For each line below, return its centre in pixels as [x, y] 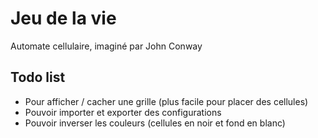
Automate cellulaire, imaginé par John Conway [106, 46]
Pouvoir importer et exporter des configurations [123, 112]
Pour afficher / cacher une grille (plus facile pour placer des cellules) [166, 101]
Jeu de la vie [63, 18]
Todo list [38, 77]
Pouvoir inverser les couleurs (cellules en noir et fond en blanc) [155, 123]
